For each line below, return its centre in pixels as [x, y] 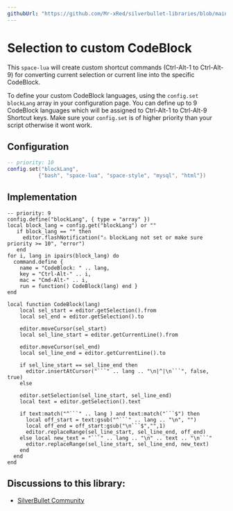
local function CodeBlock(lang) [54, 304]
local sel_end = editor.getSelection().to [82, 317]
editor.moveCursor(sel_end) [60, 347]
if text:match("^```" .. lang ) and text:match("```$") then [110, 414]
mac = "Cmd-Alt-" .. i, [54, 280]
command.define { [38, 262]
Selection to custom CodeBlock [100, 48]
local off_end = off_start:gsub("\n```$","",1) [96, 426]
